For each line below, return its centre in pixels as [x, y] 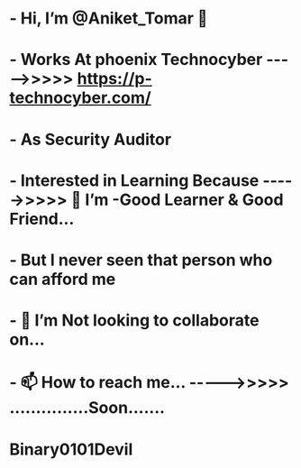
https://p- [115, 79]
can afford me [63, 279]
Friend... [42, 219]
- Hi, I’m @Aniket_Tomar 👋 [109, 18]
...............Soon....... [87, 408]
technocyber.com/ [80, 98]
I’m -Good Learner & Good [184, 200]
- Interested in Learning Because [134, 180]
